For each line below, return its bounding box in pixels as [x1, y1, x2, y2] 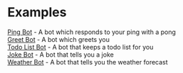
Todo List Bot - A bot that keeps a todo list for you [7, 43, 154, 51]
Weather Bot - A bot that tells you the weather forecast [7, 57, 169, 66]
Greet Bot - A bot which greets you [7, 35, 110, 43]
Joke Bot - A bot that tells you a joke [7, 50, 114, 59]
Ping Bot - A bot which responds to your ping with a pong [7, 28, 177, 36]
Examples [7, 4, 67, 21]
